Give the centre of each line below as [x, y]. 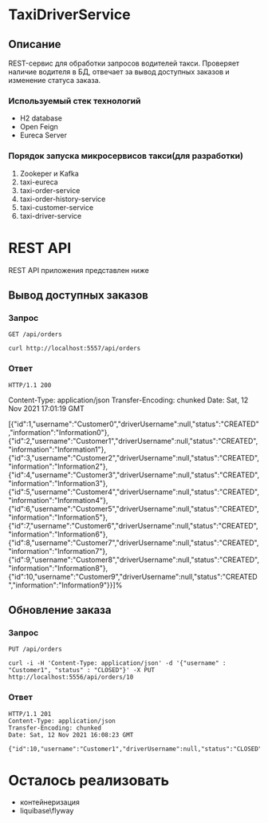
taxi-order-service [50, 190]
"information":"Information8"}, [58, 568]
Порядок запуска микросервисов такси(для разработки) [126, 156]
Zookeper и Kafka [49, 173]
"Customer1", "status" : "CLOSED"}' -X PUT [82, 671]
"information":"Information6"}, [58, 534]
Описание [35, 44]
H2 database [41, 118]
